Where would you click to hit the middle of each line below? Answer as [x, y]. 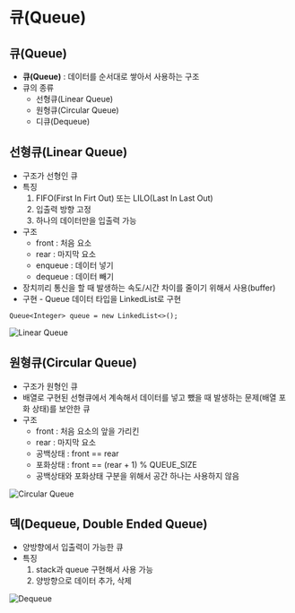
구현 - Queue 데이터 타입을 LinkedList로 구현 [102, 298]
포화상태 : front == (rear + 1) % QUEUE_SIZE [116, 464]
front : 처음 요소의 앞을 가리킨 [87, 431]
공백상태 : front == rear [77, 453]
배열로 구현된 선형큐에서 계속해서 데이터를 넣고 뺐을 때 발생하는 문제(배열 [149, 397]
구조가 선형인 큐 [50, 176]
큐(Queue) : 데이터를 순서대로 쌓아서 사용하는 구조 [111, 77]
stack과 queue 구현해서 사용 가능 [95, 570]
